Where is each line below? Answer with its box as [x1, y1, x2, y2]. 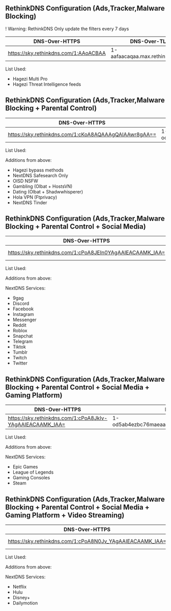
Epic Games [12, 464, 38, 470]
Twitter [12, 360, 28, 366]
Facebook [12, 306, 34, 312]
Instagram [12, 311, 34, 317]
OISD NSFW [12, 178, 38, 184]
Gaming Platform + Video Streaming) [5, 510, 125, 520]
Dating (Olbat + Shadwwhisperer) [12, 188, 83, 194]
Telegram [12, 338, 33, 345]
